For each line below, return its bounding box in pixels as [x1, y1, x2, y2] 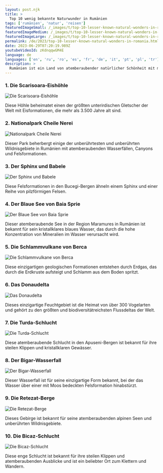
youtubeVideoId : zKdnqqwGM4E [5, 48, 64, 53]
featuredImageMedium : [5, 30, 49, 35]
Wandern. [5, 463, 25, 469]
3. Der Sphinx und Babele [5, 163, 66, 169]
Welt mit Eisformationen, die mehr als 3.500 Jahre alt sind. [5, 108, 122, 113]
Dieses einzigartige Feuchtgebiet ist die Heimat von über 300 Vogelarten [5, 302, 150, 308]
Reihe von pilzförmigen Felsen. [5, 188, 67, 194]
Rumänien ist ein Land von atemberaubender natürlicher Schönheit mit [9, 66, 155, 71]
